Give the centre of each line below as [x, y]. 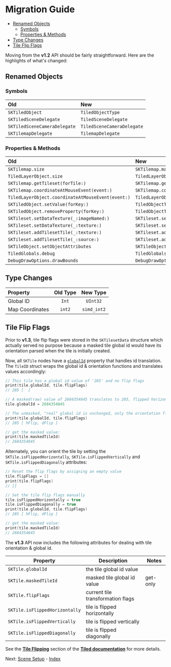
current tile [99, 592]
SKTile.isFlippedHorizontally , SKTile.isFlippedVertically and [73, 457]
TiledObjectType [100, 112]
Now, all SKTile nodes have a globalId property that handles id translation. [83, 361]
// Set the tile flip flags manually [45, 495]
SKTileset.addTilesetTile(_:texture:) [55, 232]
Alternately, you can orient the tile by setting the [55, 451]
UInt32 [94, 301]
